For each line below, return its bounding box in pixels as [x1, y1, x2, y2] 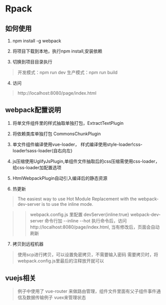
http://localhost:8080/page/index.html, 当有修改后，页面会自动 [30, 224, 160, 230]
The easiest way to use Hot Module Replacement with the [17, 196, 137, 202]
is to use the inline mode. [42, 201, 94, 207]
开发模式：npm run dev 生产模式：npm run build [17, 70, 118, 75]
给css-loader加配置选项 [12, 164, 62, 170]
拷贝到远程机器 [12, 241, 44, 247]
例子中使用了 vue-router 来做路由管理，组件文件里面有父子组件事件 [17, 288, 157, 294]
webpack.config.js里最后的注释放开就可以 [17, 257, 104, 263]
